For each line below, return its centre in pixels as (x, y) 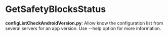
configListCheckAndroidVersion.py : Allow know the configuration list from (84, 23)
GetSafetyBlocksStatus (56, 9)
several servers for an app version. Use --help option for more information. (83, 28)
